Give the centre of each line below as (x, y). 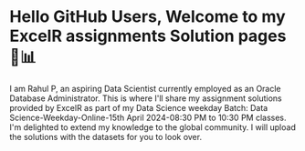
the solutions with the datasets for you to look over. (106, 136)
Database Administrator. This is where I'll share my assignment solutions (146, 98)
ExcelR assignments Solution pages (148, 36)
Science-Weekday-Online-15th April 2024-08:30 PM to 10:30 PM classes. (148, 117)
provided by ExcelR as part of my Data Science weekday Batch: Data (139, 107)
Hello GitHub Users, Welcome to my (147, 17)
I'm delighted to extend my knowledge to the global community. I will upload (153, 127)
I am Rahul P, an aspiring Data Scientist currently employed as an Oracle (145, 88)
